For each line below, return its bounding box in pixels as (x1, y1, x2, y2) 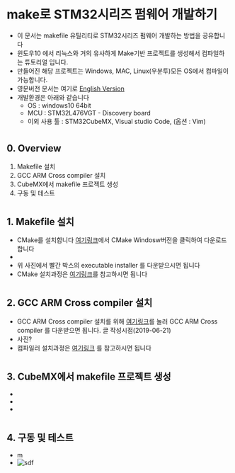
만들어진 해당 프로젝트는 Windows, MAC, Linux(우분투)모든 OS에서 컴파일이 (16, 67, 229, 75)
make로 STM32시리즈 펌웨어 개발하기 (6, 6, 217, 23)
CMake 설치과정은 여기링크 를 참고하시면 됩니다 (16, 270, 148, 278)
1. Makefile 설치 (6, 215, 75, 227)
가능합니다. (16, 75, 48, 84)
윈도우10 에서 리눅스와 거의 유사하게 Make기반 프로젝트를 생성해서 (16, 49, 200, 57)
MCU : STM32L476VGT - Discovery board (27, 108, 151, 117)
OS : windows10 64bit (27, 101, 91, 110)
